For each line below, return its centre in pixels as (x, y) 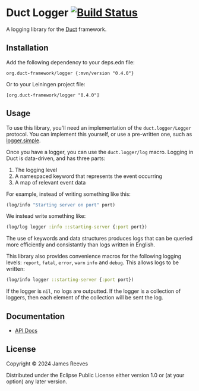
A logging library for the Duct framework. (56, 29)
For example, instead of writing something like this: (68, 194)
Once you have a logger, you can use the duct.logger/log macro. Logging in (100, 152)
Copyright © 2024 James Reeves (47, 364)
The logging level (36, 170)
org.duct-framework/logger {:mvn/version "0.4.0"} (70, 73)
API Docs (26, 331)
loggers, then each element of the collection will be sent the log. (85, 298)
